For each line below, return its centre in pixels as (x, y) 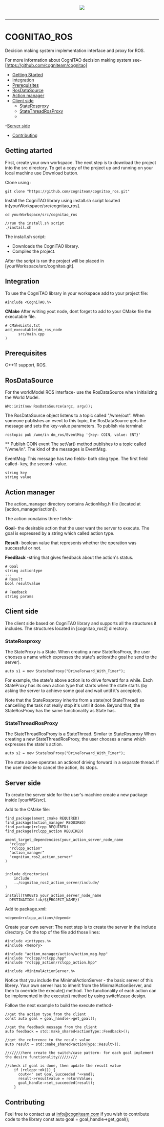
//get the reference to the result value (48, 1040)
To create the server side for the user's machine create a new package (76, 795)
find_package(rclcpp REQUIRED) (37, 827)
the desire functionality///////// (41, 1057)
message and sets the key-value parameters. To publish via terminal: (74, 426)
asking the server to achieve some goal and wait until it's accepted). (74, 691)
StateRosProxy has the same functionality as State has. (61, 711)
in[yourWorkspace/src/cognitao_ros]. (43, 206)
